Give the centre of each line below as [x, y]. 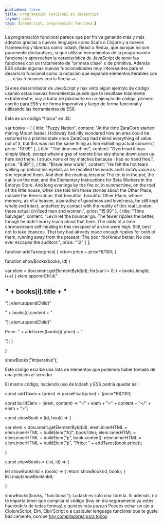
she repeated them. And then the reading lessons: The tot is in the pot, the [80, 175]
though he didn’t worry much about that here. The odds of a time [70, 222]
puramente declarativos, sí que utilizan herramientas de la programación [78, 53]
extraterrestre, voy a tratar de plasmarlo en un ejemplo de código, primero [80, 99]
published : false [23, 10]
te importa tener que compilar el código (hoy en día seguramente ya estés [79, 501]
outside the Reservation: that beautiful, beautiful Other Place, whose [73, 196]
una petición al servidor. [29, 375]
